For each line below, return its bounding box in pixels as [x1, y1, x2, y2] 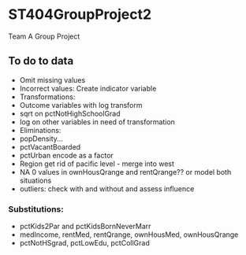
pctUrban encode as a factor [19, 150, 114, 160]
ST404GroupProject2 [8, 6, 152, 24]
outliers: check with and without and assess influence [19, 183, 195, 194]
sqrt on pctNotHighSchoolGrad [19, 109, 121, 118]
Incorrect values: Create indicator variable [19, 83, 157, 93]
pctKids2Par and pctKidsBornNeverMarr [19, 222, 151, 231]
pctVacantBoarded [19, 142, 81, 151]
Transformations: [19, 92, 76, 102]
